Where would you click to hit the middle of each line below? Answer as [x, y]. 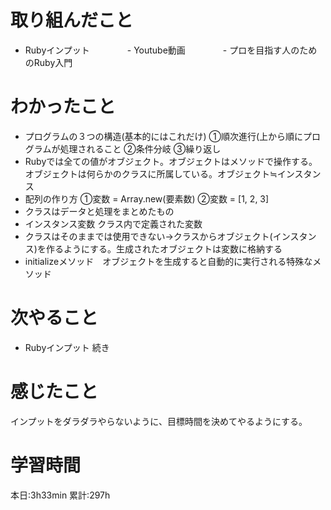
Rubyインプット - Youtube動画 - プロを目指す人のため [171, 50]
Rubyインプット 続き [67, 347]
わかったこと [63, 107]
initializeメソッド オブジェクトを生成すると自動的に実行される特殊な [168, 261]
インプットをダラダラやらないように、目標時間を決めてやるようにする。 [159, 421]
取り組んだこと [72, 20]
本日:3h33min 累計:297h [60, 495]
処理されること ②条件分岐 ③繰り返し [140, 148]
